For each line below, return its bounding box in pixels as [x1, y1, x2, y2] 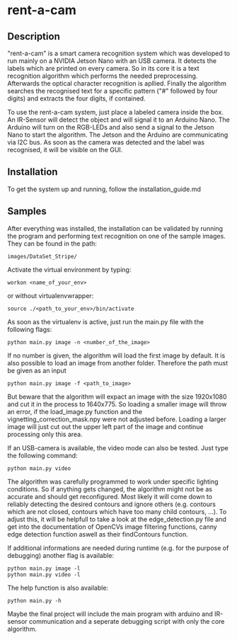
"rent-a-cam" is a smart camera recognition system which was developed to [7, 49, 231, 57]
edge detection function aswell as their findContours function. [7, 530, 189, 538]
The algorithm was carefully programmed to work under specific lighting [7, 477, 219, 486]
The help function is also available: [7, 583, 108, 592]
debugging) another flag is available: [7, 551, 115, 559]
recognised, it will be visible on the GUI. [7, 146, 123, 154]
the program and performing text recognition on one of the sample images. [7, 232, 226, 240]
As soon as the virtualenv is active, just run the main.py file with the [7, 317, 204, 326]
